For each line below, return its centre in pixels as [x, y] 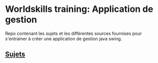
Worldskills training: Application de [79, 9]
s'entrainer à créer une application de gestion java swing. [64, 39]
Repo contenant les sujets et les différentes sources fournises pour [74, 33]
